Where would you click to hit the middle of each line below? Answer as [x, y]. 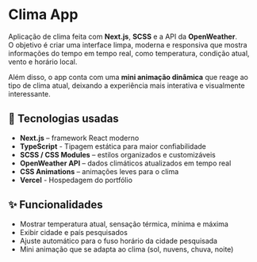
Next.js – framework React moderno [79, 138]
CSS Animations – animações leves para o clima [99, 171]
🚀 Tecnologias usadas [63, 119]
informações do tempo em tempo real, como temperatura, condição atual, [129, 53]
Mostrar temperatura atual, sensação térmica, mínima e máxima [124, 224]
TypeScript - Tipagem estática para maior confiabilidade [113, 146]
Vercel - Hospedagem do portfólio [76, 180]
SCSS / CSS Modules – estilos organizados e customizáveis [117, 154]
